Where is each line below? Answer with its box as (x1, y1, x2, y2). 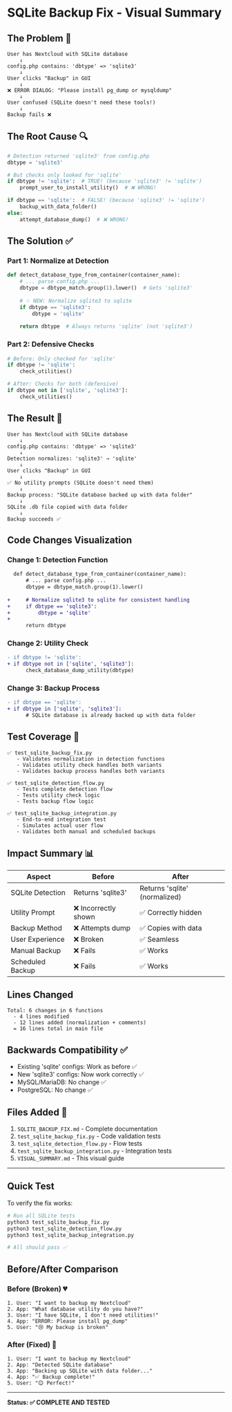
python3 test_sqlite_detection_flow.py (7, 1225, 122, 1232)
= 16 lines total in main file (13, 1025, 104, 1032)
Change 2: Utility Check (7, 638, 89, 648)
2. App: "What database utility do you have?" (7, 1306, 144, 1312)
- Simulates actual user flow (16, 821, 104, 829)
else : (7, 210, 23, 216)
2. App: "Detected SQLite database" (7, 1362, 113, 1368)
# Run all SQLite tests (7, 1212, 76, 1219)
